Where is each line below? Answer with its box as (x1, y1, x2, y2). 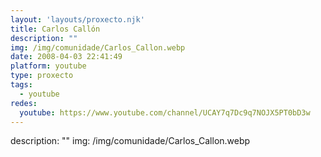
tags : (10, 80, 33, 90)
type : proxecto (10, 71, 74, 81)
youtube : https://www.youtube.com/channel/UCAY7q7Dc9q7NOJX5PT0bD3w (19, 107, 311, 118)
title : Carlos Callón (10, 24, 101, 34)
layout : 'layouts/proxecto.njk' (10, 14, 145, 25)
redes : (10, 98, 38, 108)
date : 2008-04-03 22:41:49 (10, 52, 123, 62)
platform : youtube (10, 61, 87, 71)
